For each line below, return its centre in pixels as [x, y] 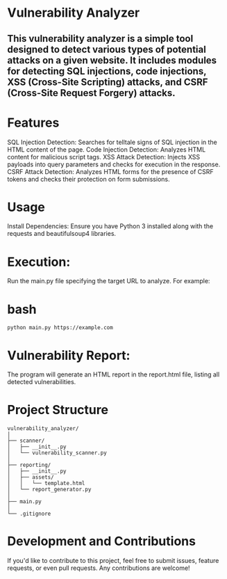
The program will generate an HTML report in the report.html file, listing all [113, 374]
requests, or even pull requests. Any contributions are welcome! [99, 568]
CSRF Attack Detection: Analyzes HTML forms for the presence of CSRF [110, 171]
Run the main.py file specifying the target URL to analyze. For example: [109, 281]
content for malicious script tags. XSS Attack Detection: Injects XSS [104, 157]
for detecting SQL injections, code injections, [107, 71]
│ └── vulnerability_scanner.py [57, 453]
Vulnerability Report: [69, 355]
